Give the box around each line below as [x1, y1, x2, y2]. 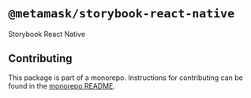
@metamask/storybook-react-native [8, 6, 235, 21]
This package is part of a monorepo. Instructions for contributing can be [8, 73, 243, 82]
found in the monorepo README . [8, 81, 116, 90]
